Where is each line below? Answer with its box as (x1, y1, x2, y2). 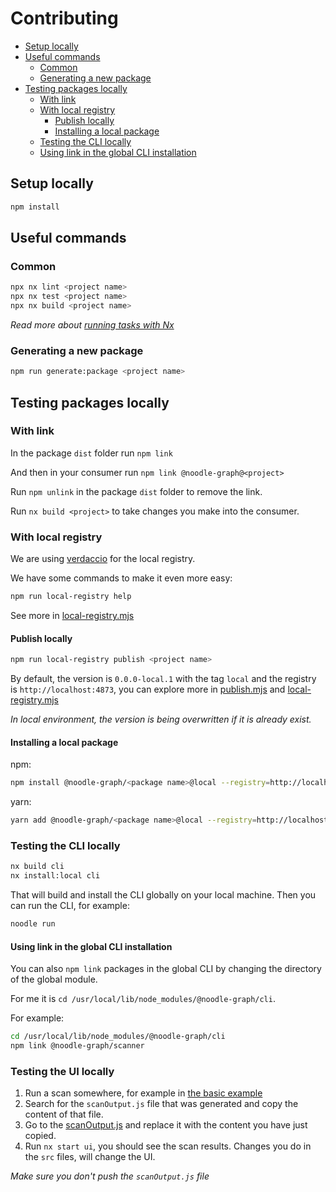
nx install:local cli (10, 871, 101, 881)
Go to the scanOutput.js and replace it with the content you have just (24, 1119, 308, 1131)
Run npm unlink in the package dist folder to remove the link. (10, 485, 263, 497)
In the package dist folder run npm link (10, 447, 173, 459)
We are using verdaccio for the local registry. (10, 553, 196, 565)
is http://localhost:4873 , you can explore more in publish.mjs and (10, 683, 286, 696)
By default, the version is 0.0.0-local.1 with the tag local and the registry (10, 673, 317, 685)
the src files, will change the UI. (24, 1151, 156, 1163)
